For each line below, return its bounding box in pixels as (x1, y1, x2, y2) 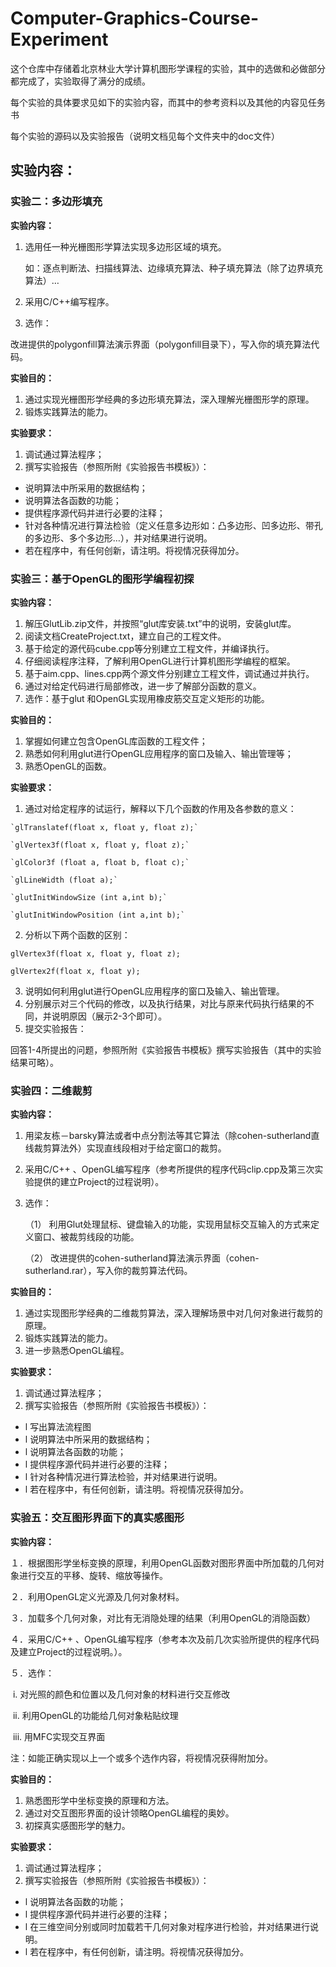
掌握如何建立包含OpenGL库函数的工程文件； (24, 735, 208, 747)
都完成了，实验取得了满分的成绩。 (10, 75, 151, 87)
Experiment (10, 28, 109, 51)
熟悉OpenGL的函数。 (24, 760, 112, 772)
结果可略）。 (10, 1056, 59, 1068)
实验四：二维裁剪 (10, 1083, 93, 1097)
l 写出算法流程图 (24, 1421, 92, 1433)
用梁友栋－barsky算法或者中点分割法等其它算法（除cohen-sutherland (24, 1130, 312, 1142)
